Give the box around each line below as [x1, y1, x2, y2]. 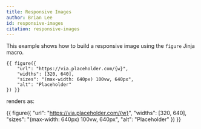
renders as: [6, 98, 35, 105]
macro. [6, 49, 24, 56]
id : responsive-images [6, 20, 64, 26]
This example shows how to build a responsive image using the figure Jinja [6, 42, 195, 50]
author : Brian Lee [6, 15, 53, 21]
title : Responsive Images [6, 8, 71, 15]
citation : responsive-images [6, 25, 80, 32]
